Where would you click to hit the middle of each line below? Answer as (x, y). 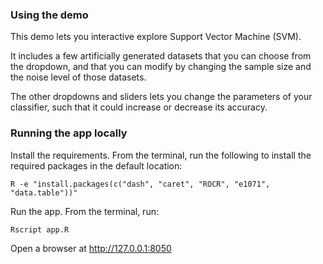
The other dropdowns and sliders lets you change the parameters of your (161, 97)
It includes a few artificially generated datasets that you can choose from (161, 56)
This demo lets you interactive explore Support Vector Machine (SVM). (156, 37)
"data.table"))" (44, 193)
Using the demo (49, 15)
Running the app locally (69, 133)
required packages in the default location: (96, 165)
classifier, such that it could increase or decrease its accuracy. (139, 107)
